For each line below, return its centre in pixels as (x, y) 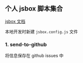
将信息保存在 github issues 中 (34, 56)
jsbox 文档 (15, 21)
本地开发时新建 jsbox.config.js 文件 (41, 31)
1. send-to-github (26, 44)
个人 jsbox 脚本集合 (34, 9)
